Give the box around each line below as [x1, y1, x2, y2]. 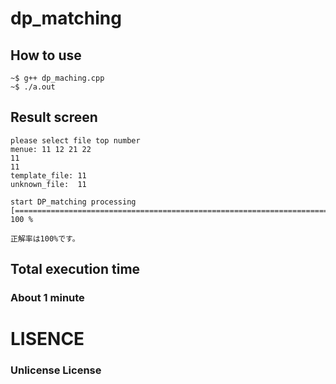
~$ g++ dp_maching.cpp [10, 73, 105, 83]
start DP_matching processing [10, 197, 137, 207]
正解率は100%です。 [10, 233, 80, 244]
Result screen [10, 109, 98, 126]
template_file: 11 [10, 170, 87, 181]
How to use [10, 47, 82, 64]
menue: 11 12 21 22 [10, 144, 92, 154]
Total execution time [10, 261, 141, 278]
